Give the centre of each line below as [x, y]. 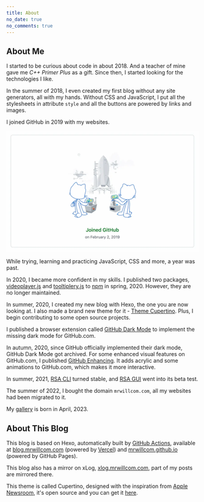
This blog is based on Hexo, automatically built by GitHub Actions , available [101, 443]
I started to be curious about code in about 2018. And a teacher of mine [96, 66]
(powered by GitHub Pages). [42, 456]
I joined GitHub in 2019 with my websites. [58, 122]
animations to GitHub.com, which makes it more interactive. [81, 367]
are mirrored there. [30, 474]
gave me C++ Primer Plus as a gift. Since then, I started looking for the [95, 73]
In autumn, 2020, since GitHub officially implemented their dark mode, [94, 347]
